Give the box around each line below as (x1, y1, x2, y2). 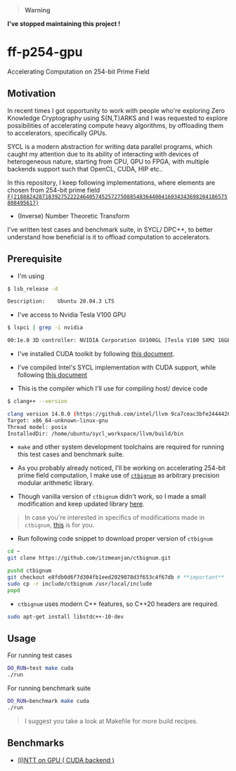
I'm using (17, 272, 44, 280)
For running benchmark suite (7, 684, 91, 692)
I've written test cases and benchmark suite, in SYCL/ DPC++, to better (7, 225, 213, 234)
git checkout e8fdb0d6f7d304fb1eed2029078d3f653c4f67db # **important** (7, 574, 225, 581)
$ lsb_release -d (7, 285, 58, 292)
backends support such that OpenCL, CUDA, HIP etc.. (7, 164, 164, 173)
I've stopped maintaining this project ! (7, 20, 121, 27)
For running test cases (7, 651, 72, 659)
